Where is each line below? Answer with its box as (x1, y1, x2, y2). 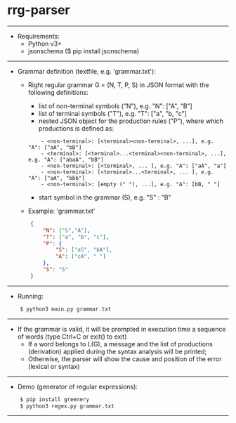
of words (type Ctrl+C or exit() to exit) (17, 332, 128, 341)
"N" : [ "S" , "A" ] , (43, 227, 91, 234)
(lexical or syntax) (27, 362, 80, 370)
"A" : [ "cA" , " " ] (55, 253, 107, 260)
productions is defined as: (38, 124, 114, 132)
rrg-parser (7, 2, 70, 18)
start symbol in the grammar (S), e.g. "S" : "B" (38, 193, 172, 202)
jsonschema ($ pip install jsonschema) (27, 46, 140, 55)
